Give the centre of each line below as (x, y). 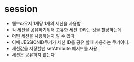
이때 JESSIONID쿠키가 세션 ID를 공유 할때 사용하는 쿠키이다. (71, 42)
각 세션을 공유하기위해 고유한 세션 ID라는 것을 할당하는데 (67, 30)
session (21, 9)
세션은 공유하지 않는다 (33, 54)
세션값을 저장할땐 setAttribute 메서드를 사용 (55, 48)
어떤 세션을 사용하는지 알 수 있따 (43, 36)
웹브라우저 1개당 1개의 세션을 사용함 (46, 23)
